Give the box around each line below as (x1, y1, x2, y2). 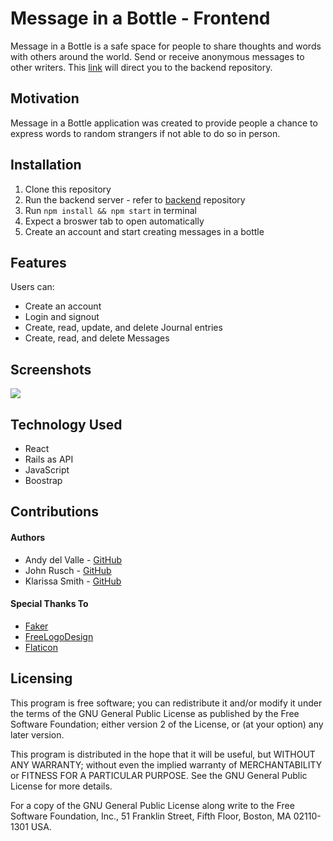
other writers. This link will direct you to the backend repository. (10, 61, 273, 73)
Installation (10, 157, 82, 174)
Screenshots (10, 361, 92, 378)
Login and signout (24, 311, 100, 323)
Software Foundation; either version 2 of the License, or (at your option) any (10, 718, 324, 730)
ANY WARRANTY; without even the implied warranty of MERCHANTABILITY (10, 758, 323, 771)
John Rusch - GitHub (24, 564, 112, 576)
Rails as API (24, 453, 74, 465)
